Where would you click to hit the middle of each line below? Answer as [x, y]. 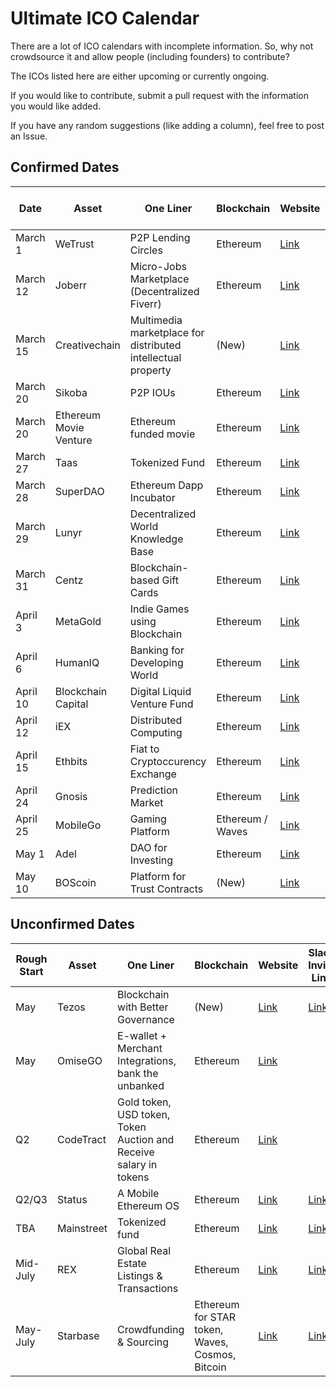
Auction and [146, 1139]
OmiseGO [79, 1060]
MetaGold [78, 621]
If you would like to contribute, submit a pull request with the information [159, 95]
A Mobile [138, 1193]
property [150, 370]
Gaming [148, 819]
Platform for [158, 876]
